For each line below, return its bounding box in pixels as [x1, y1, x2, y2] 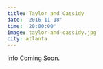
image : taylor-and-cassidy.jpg [7, 29, 97, 36]
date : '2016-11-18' [7, 16, 63, 23]
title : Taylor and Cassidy [7, 10, 84, 17]
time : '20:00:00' [7, 23, 57, 29]
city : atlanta [7, 36, 48, 42]
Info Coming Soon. [7, 54, 60, 62]
